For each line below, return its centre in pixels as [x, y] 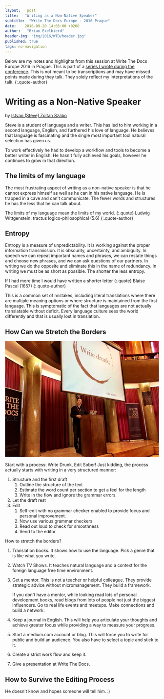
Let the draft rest [29, 500]
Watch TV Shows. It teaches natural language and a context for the [80, 565]
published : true [21, 42]
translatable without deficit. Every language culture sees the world [72, 311]
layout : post [20, 10]
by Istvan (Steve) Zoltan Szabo [36, 115]
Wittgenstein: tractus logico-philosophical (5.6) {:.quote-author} [69, 218]
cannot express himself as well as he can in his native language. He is [75, 193]
